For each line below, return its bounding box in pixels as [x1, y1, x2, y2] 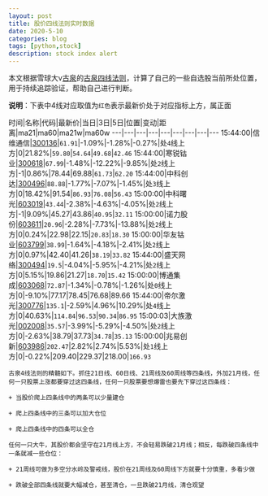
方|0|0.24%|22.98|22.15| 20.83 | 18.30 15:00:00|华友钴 [8, 229, 185, 239]
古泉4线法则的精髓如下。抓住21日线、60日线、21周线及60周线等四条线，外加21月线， [8, 369, 254, 377]
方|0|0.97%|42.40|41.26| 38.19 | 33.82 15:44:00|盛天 [8, 250, 179, 259]
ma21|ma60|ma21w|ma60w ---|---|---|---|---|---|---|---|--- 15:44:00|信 [17, 128, 260, 137]
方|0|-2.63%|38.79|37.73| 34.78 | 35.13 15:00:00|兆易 [8, 331, 180, 341]
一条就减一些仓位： [8, 450, 63, 458]
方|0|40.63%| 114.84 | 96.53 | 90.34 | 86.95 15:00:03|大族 [8, 311, 185, 320]
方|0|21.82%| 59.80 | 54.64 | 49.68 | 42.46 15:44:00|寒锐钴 [8, 148, 188, 158]
